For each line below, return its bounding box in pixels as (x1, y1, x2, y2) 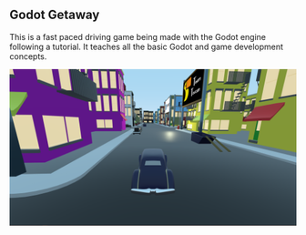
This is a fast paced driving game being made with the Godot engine (9, 31, 267, 42)
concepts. (9, 50, 47, 62)
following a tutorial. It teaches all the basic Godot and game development (9, 41, 284, 52)
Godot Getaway (9, 7, 100, 23)
